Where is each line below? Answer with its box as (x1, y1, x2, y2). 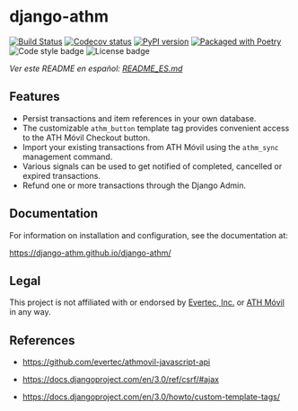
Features (9, 89, 60, 104)
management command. (22, 151, 113, 162)
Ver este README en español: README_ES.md (9, 63, 183, 74)
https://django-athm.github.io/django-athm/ (9, 247, 172, 258)
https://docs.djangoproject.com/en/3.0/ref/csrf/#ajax (22, 374, 220, 385)
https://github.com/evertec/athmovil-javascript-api (22, 357, 211, 368)
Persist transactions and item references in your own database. (22, 112, 257, 123)
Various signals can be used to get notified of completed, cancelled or (22, 160, 283, 172)
